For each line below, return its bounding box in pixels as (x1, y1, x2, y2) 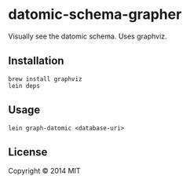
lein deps (8, 82, 41, 90)
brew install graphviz (8, 75, 82, 83)
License (8, 145, 48, 159)
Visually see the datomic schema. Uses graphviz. (8, 31, 167, 41)
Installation (8, 54, 64, 68)
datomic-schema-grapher (8, 5, 182, 24)
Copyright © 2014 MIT (8, 167, 81, 176)
